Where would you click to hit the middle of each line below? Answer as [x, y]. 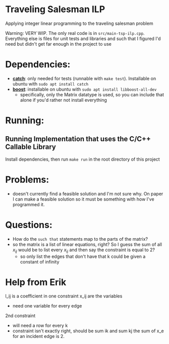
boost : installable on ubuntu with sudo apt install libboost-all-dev [84, 89]
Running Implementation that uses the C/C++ [78, 139]
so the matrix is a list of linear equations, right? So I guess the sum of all [87, 244]
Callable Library [31, 147]
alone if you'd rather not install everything [64, 100]
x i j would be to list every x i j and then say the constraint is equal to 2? [84, 250]
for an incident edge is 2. [38, 336]
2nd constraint [20, 316]
